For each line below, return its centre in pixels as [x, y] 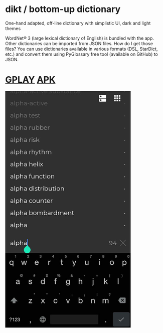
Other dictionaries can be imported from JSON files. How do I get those [79, 43]
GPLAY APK [30, 80]
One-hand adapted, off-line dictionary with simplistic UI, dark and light [78, 23]
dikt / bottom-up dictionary [63, 9]
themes [13, 28]
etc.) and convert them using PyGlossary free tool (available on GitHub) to [81, 54]
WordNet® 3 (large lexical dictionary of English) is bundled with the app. [80, 38]
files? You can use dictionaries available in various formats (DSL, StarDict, [81, 49]
